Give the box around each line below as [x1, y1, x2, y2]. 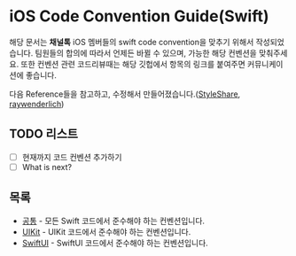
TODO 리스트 [9, 127, 78, 142]
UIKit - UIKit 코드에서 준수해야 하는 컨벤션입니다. [21, 226, 191, 237]
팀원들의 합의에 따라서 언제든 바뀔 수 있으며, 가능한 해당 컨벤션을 [35, 47, 257, 58]
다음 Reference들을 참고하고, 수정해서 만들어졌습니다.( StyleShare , [9, 89, 241, 99]
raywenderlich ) [9, 98, 65, 109]
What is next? [21, 161, 73, 172]
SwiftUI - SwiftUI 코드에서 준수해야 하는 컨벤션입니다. [21, 237, 208, 248]
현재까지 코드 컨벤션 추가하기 [21, 151, 122, 162]
